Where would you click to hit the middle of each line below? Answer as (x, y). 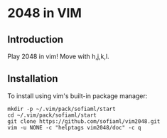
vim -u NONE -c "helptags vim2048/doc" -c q (74, 127)
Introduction (36, 39)
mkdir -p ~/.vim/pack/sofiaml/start (61, 109)
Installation (33, 79)
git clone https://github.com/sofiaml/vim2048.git (84, 121)
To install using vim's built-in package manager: (77, 96)
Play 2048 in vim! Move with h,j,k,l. (58, 56)
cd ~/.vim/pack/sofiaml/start (52, 115)
